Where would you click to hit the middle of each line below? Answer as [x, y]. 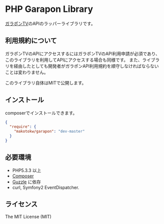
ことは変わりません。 [27, 72]
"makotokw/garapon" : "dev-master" [49, 132]
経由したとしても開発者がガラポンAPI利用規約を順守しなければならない [86, 66]
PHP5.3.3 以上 [27, 170]
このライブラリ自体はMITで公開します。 [46, 82]
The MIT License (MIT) [28, 217]
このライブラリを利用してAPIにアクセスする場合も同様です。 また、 [74, 60]
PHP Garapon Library [49, 9]
